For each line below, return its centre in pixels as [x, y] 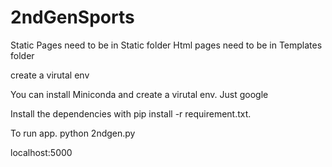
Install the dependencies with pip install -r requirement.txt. [131, 113]
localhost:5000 [41, 152]
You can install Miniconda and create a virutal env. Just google [139, 94]
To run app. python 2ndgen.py [73, 133]
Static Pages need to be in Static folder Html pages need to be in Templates [166, 45]
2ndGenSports [72, 17]
